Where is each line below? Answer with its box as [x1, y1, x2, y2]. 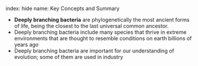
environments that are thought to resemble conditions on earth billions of [14, 35, 192, 41]
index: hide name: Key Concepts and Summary [5, 5, 120, 12]
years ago [14, 41, 39, 48]
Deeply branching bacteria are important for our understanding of [14, 47, 174, 54]
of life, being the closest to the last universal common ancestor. [14, 23, 169, 29]
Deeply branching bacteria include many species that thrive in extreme [14, 29, 187, 36]
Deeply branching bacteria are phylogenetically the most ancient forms [14, 16, 190, 23]
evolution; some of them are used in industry [14, 54, 124, 60]
